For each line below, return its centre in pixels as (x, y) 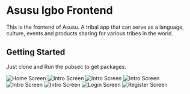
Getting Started (36, 52)
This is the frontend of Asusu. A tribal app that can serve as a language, (95, 27)
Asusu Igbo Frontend (60, 10)
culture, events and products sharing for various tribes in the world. (90, 33)
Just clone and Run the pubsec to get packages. (66, 66)
